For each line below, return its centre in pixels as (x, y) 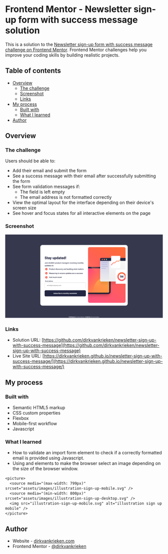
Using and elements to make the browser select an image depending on (86, 463)
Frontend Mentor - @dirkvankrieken (49, 546)
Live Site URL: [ (28, 356)
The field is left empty (42, 192)
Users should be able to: (30, 161)
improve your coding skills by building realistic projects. (62, 55)
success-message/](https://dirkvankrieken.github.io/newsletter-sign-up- (87, 361)
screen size (24, 208)
